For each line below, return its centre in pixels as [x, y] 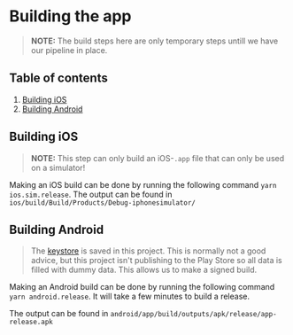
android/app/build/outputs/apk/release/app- [193, 315]
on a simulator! [58, 167]
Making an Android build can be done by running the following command [142, 287]
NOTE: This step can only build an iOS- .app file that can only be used [158, 158]
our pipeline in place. [69, 50]
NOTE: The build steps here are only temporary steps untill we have [154, 41]
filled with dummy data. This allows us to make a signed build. [144, 270]
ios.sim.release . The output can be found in [91, 194]
